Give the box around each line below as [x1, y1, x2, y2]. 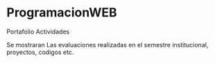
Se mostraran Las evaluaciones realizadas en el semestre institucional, [6, 40, 209, 49]
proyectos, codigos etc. [6, 48, 74, 56]
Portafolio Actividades [6, 27, 70, 36]
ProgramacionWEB [6, 5, 117, 21]
